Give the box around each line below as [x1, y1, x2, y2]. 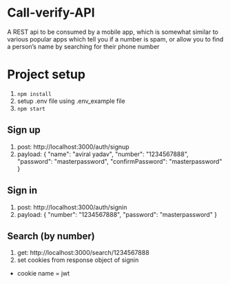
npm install [17, 91, 52, 97]
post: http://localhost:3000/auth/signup [17, 142, 129, 151]
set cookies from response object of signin [17, 256, 139, 264]
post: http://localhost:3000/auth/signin [17, 202, 127, 211]
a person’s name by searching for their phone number [7, 42, 160, 50]
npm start [17, 105, 46, 112]
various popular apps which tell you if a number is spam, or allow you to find [7, 35, 224, 43]
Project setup [7, 67, 86, 82]
